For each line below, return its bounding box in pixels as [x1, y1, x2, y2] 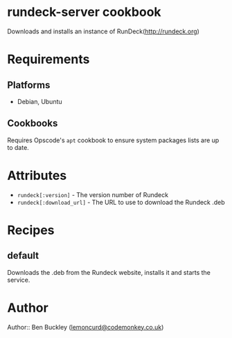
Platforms [7, 79, 51, 91]
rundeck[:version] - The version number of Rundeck [17, 190, 168, 198]
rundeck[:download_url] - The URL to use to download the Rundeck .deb [17, 198, 225, 206]
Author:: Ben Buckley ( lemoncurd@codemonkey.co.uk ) [7, 323, 164, 331]
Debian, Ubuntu [17, 97, 62, 105]
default [7, 250, 39, 262]
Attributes [7, 167, 67, 183]
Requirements [7, 51, 90, 67]
